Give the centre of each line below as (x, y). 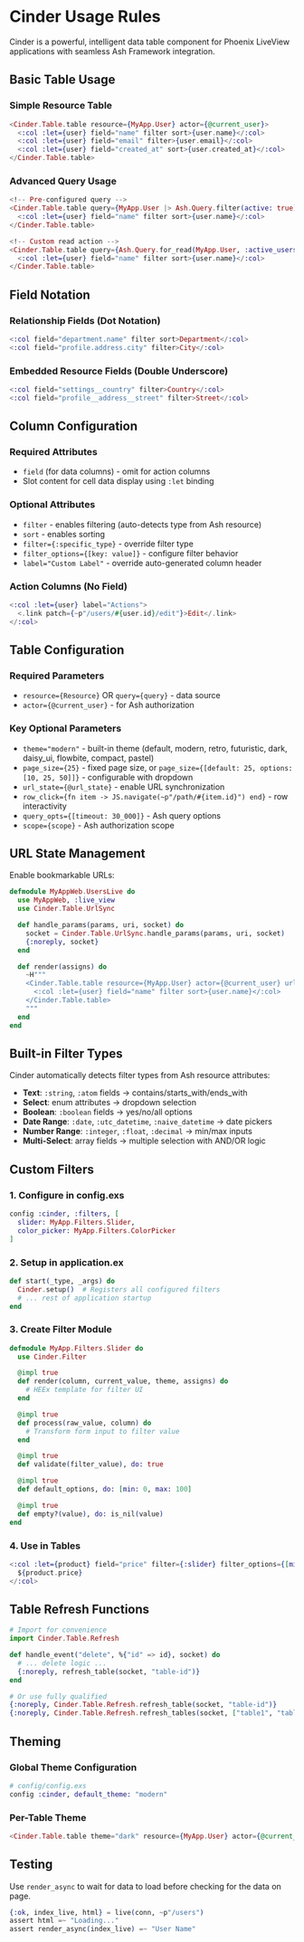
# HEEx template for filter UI (85, 1390)
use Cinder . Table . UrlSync (66, 909)
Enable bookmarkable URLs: (62, 876)
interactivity (45, 806)
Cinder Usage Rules (85, 17)
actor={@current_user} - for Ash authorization (108, 705)
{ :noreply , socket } (62, 942)
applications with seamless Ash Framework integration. (112, 51)
